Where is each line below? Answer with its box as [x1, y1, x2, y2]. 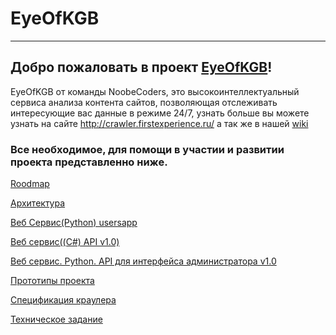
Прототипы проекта [10, 275, 95, 287]
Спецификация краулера [10, 294, 117, 306]
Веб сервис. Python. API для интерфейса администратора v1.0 [10, 255, 277, 267]
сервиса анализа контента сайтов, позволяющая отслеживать [10, 96, 278, 108]
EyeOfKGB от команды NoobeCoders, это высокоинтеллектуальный [10, 85, 300, 97]
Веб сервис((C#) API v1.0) [10, 236, 120, 248]
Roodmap [10, 178, 50, 190]
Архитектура [10, 197, 66, 209]
